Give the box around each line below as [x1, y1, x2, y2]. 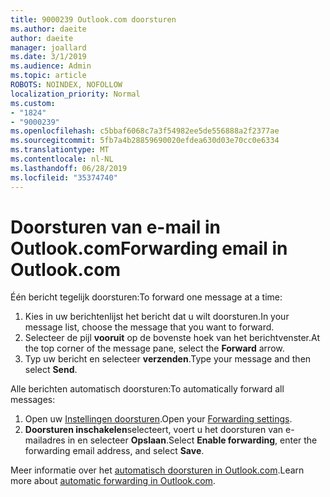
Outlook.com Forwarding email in [10, 237, 288, 260]
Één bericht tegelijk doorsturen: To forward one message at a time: [10, 291, 283, 303]
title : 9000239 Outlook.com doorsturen [10, 14, 177, 25]
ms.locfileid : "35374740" [10, 172, 118, 183]
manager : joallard [10, 42, 87, 53]
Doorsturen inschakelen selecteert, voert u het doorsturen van [24, 424, 284, 436]
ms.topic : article [10, 71, 87, 81]
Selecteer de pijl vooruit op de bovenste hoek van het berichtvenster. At [24, 332, 321, 344]
